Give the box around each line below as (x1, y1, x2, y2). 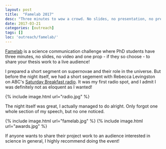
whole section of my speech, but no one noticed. (5, 108, 105, 114)
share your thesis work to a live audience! (5, 59, 90, 65)
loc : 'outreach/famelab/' (5, 35, 58, 40)
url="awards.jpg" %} (5, 123, 47, 129)
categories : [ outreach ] (5, 26, 54, 31)
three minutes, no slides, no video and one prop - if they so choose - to (5, 53, 150, 59)
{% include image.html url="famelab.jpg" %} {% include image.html (5, 118, 143, 124)
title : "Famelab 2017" (5, 12, 54, 17)
